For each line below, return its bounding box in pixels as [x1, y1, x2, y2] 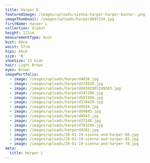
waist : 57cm [5, 44, 30, 49]
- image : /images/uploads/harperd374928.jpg [9, 81, 103, 86]
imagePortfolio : [5, 72, 39, 77]
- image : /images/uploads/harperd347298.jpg [9, 90, 103, 95]
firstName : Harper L [5, 21, 48, 26]
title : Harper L [9, 151, 43, 156]
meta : [5, 146, 16, 151]
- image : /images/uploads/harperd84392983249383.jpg [9, 85, 121, 91]
